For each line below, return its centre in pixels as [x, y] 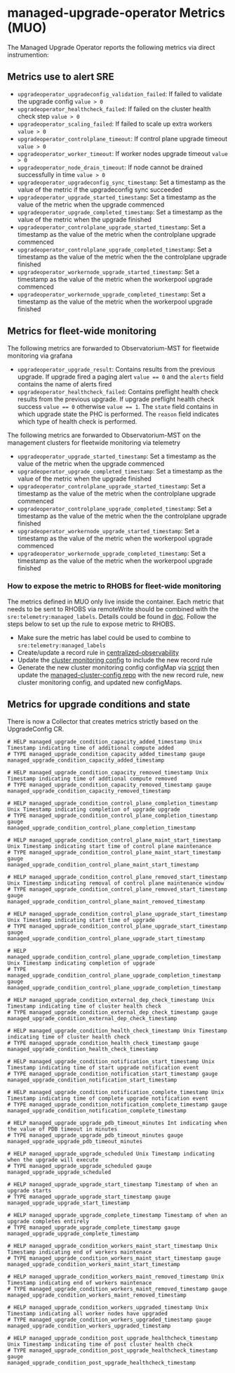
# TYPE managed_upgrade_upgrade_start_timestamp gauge [89, 1197]
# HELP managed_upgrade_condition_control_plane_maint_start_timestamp [114, 840]
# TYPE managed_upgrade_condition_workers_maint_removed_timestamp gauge [117, 1289]
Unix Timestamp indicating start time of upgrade [81, 920]
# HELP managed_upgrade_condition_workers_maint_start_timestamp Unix [113, 1246]
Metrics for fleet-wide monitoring [82, 331]
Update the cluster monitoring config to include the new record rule [115, 660]
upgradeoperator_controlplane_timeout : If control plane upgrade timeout [122, 138]
